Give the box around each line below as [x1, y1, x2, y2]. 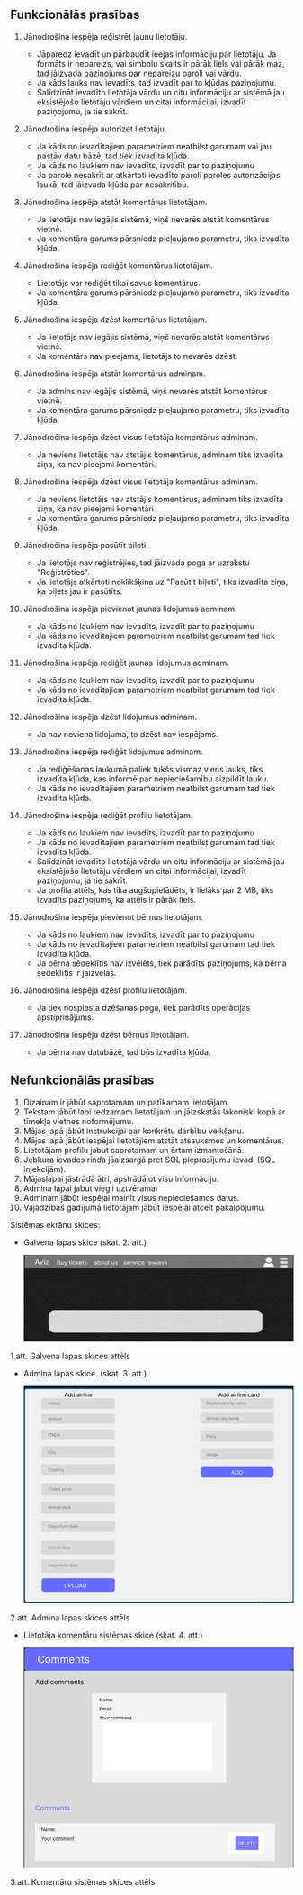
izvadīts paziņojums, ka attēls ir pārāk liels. [36, 894, 197, 905]
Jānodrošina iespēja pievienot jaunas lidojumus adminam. [22, 603, 237, 614]
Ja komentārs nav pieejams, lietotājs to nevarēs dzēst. [36, 350, 238, 361]
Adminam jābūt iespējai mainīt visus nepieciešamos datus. [22, 1192, 240, 1203]
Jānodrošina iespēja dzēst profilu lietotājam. [22, 985, 188, 996]
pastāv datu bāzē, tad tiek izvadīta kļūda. [36, 150, 190, 161]
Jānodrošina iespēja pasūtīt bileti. [22, 539, 148, 550]
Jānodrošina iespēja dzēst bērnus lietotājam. [22, 1029, 190, 1040]
